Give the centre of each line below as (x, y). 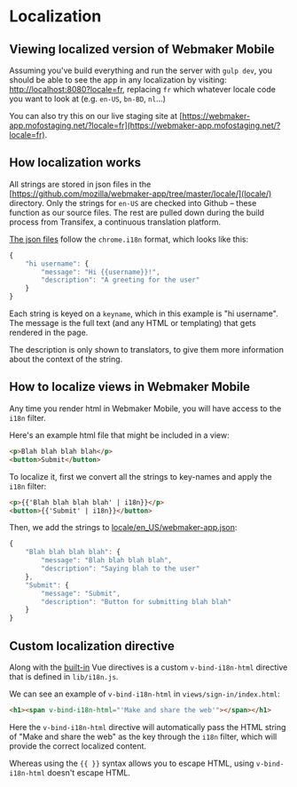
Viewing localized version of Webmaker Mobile (142, 49)
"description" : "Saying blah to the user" (121, 568)
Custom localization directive (92, 646)
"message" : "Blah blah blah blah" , (107, 560)
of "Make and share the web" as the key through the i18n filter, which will (143, 736)
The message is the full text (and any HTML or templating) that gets (133, 323)
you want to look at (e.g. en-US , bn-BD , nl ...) (88, 99)
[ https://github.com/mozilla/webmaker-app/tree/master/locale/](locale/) (141, 194)
